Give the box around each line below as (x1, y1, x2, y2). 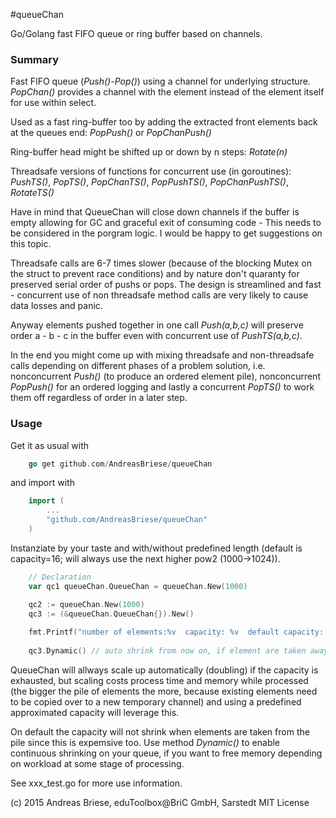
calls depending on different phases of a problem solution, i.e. (10, 360, 266, 372)
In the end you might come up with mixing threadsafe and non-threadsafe (10, 349, 315, 361)
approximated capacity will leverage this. (10, 706, 180, 718)
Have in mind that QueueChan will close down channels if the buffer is (10, 206, 300, 218)
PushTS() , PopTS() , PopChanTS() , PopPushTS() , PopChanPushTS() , (10, 176, 289, 188)
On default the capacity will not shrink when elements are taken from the (10, 725, 310, 738)
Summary (10, 52, 60, 66)
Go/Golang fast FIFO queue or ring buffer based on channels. (10, 28, 263, 39)
